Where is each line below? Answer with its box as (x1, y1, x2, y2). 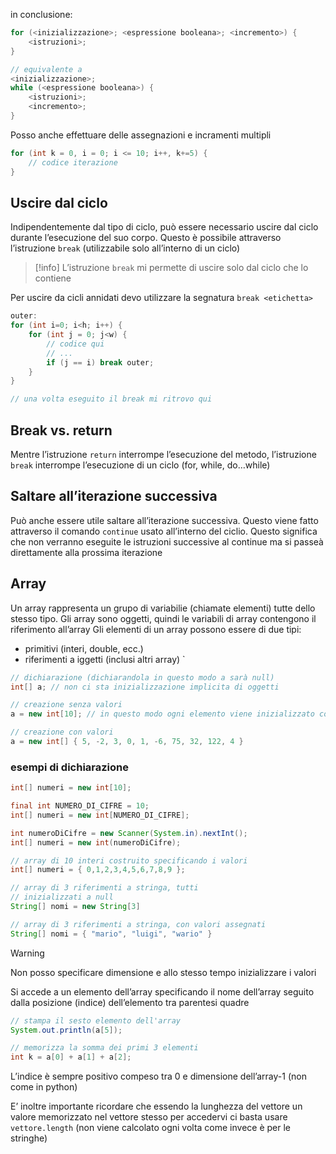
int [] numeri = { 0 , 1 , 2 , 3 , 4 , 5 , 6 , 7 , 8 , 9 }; (10, 865, 186, 875)
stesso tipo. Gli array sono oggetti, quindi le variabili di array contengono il (10, 612, 317, 624)
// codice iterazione (28, 157, 118, 168)
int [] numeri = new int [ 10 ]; (10, 783, 132, 793)
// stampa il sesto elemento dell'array (10, 1015, 182, 1026)
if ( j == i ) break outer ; (46, 357, 155, 368)
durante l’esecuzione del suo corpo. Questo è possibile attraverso (10, 232, 282, 244)
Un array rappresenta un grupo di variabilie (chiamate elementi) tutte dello (10, 602, 316, 614)
